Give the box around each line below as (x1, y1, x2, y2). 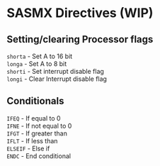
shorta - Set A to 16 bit (6, 52, 73, 60)
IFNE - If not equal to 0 (6, 121, 72, 130)
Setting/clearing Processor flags (6, 33, 154, 45)
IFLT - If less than (6, 136, 58, 145)
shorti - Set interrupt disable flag (6, 67, 104, 75)
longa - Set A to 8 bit (6, 60, 67, 68)
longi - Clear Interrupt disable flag (6, 74, 108, 83)
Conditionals (6, 95, 64, 107)
